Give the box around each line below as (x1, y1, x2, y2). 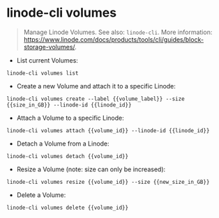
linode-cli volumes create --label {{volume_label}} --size (6, 95, 186, 102)
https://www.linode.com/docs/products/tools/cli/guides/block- (23, 35, 204, 43)
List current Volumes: (16, 56, 78, 64)
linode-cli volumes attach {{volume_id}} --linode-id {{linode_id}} (6, 127, 210, 134)
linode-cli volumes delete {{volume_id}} (6, 204, 129, 211)
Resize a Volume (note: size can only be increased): (16, 165, 166, 173)
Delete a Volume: (16, 190, 66, 199)
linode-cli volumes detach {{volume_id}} (6, 153, 129, 159)
